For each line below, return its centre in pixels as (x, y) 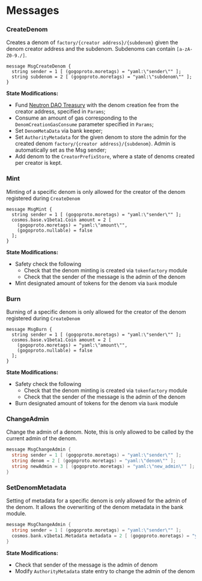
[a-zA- (185, 50)
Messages (33, 11)
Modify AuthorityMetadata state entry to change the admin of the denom (105, 571)
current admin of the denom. (42, 438)
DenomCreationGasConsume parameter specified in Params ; (84, 124)
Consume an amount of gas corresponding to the (76, 118)
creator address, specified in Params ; (60, 112)
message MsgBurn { (29, 330)
